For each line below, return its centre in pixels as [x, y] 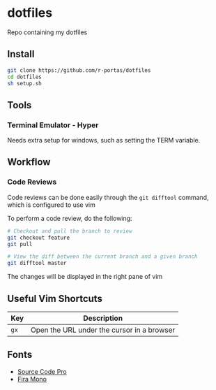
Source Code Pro [42, 371]
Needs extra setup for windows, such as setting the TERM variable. [104, 140]
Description [103, 318]
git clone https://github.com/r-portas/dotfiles [79, 70]
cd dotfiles [24, 77]
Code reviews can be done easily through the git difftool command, [108, 197]
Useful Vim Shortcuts [55, 298]
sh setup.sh [24, 83]
